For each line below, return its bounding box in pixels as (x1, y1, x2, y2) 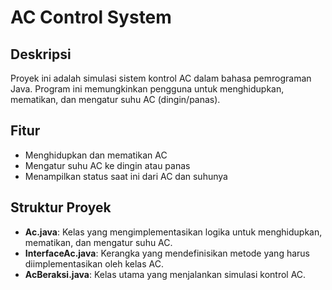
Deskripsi (10, 46, 72, 63)
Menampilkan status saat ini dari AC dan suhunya (24, 170, 228, 182)
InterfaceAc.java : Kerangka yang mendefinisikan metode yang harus (24, 247, 310, 259)
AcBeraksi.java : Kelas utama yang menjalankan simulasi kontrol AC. (24, 268, 307, 280)
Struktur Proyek (10, 199, 112, 216)
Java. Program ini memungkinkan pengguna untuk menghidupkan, (10, 83, 285, 95)
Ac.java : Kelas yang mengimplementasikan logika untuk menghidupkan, (24, 226, 323, 238)
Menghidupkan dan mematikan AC (24, 149, 168, 161)
